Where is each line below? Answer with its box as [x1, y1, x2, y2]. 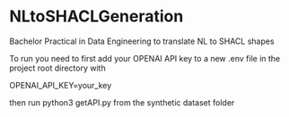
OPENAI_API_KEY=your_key [9, 79, 112, 90]
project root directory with [9, 63, 106, 73]
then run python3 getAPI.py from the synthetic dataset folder [9, 96, 235, 108]
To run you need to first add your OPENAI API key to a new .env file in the [9, 53, 281, 63]
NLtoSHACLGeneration [9, 6, 184, 27]
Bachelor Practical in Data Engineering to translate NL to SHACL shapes [9, 36, 276, 46]
